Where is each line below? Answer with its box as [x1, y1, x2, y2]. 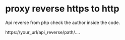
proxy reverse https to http [5, 3, 119, 14]
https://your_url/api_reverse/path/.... [5, 29, 80, 35]
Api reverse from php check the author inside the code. [5, 19, 120, 25]
